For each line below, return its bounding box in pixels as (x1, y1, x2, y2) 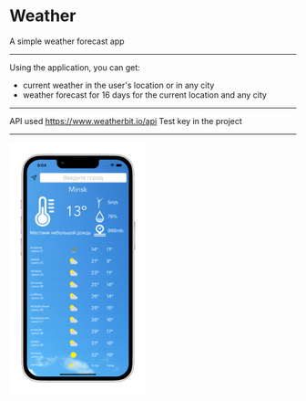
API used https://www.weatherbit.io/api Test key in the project (9, 115, 243, 126)
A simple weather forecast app (9, 36, 125, 47)
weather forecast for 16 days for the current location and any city (22, 89, 267, 100)
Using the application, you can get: (9, 61, 141, 73)
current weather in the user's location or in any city (22, 79, 215, 90)
